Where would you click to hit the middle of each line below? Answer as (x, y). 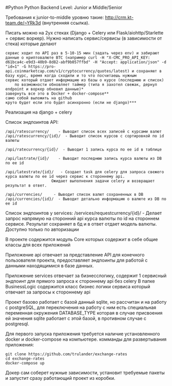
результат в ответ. (26, 186)
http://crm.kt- (119, 17)
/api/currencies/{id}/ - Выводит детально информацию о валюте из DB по (86, 199)
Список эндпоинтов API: (32, 122)
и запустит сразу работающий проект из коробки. (60, 378)
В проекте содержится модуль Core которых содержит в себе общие (82, 239)
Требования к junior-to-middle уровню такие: (55, 17)
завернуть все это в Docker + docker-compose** (57, 94)
